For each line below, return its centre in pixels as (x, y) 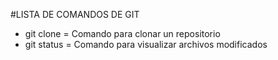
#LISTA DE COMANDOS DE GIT (75, 14)
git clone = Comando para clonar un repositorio (122, 33)
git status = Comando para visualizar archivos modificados (146, 44)
